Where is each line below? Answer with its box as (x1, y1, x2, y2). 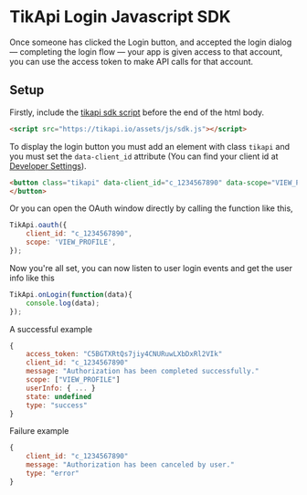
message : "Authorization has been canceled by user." (26, 460, 235, 469)
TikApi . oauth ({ (9, 221, 68, 230)
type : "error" (26, 469, 79, 478)
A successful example (9, 323, 93, 334)
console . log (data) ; (26, 299, 101, 308)
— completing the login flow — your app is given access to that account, (9, 46, 283, 57)
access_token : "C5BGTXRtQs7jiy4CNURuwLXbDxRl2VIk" (26, 350, 223, 359)
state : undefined (26, 392, 92, 401)
